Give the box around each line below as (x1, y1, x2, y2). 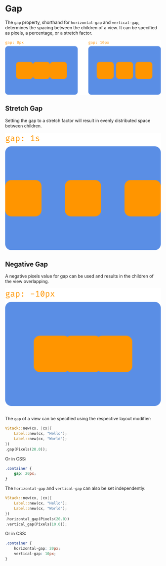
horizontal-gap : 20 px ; (14, 546, 61, 551)
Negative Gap (5, 260, 48, 268)
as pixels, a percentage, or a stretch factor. (5, 30, 92, 36)
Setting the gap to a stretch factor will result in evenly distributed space (5, 117, 151, 123)
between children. (5, 122, 42, 129)
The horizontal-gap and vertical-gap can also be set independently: (5, 485, 146, 491)
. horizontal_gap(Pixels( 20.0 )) (5, 516, 70, 521)
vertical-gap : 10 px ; (14, 551, 56, 557)
